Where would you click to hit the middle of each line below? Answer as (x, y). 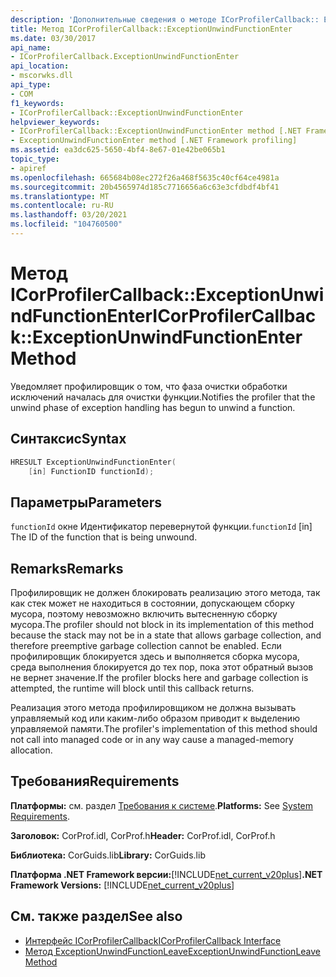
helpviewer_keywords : (55, 122)
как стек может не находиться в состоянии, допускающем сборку (152, 603)
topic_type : (35, 159)
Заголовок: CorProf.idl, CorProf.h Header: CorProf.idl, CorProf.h (143, 835)
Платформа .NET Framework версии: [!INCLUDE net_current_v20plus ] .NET (166, 874)
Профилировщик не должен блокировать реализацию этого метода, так (165, 592)
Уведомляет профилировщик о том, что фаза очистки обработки (149, 386)
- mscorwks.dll (42, 76)
